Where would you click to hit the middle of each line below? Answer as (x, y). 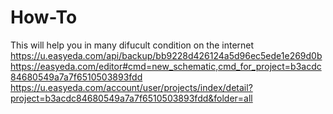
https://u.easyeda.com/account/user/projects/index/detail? (131, 87)
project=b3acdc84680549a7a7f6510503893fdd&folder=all (131, 98)
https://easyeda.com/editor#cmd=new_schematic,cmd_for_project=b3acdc (166, 66)
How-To (44, 17)
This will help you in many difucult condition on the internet (132, 45)
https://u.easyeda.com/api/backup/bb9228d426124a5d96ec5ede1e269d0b (166, 55)
